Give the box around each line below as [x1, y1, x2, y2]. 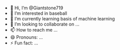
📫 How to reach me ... [10, 27, 58, 33]
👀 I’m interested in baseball [10, 10, 67, 16]
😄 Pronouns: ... [10, 34, 43, 40]
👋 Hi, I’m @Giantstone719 [10, 5, 63, 11]
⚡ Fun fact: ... [10, 40, 38, 46]
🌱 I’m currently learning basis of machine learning [10, 16, 115, 21]
